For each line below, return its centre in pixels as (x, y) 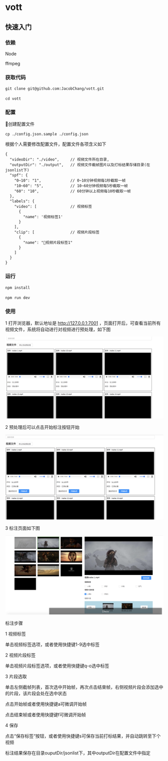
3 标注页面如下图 (23, 528)
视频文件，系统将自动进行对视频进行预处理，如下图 (58, 330)
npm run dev (18, 297)
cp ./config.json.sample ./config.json (47, 134)
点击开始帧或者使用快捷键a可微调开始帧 (46, 704)
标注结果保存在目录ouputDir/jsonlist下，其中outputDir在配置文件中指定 (78, 753)
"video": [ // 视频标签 (53, 207)
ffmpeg (13, 63)
